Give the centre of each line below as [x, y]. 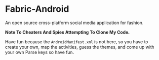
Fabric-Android [37, 9]
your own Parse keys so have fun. [40, 52]
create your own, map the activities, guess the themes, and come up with [80, 47]
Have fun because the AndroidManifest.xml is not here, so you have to [77, 42]
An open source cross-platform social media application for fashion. [74, 23]
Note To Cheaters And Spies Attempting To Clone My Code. [67, 32]
